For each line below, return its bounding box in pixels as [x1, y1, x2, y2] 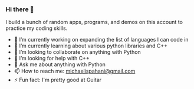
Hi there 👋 [5, 5, 35, 13]
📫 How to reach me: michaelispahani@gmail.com [14, 67, 136, 75]
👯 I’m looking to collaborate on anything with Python [14, 49, 141, 56]
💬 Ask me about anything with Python [14, 61, 106, 68]
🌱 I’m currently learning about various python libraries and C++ [14, 42, 167, 49]
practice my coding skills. [5, 25, 68, 32]
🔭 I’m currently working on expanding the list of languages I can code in [14, 36, 189, 43]
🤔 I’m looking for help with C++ [14, 55, 90, 62]
